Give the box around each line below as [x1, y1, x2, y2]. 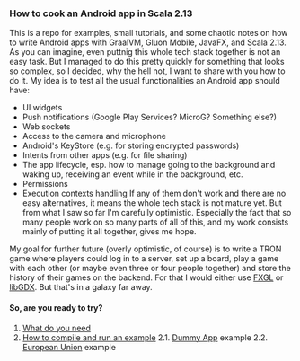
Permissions [22, 179, 69, 189]
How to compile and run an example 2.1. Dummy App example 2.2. [22, 331, 268, 343]
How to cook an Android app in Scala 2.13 [9, 7, 193, 20]
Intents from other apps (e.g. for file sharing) [22, 150, 188, 161]
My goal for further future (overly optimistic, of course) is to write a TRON [9, 243, 282, 254]
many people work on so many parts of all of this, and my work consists [22, 216, 289, 227]
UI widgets [22, 102, 63, 113]
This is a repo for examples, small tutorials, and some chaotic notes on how [9, 28, 288, 39]
